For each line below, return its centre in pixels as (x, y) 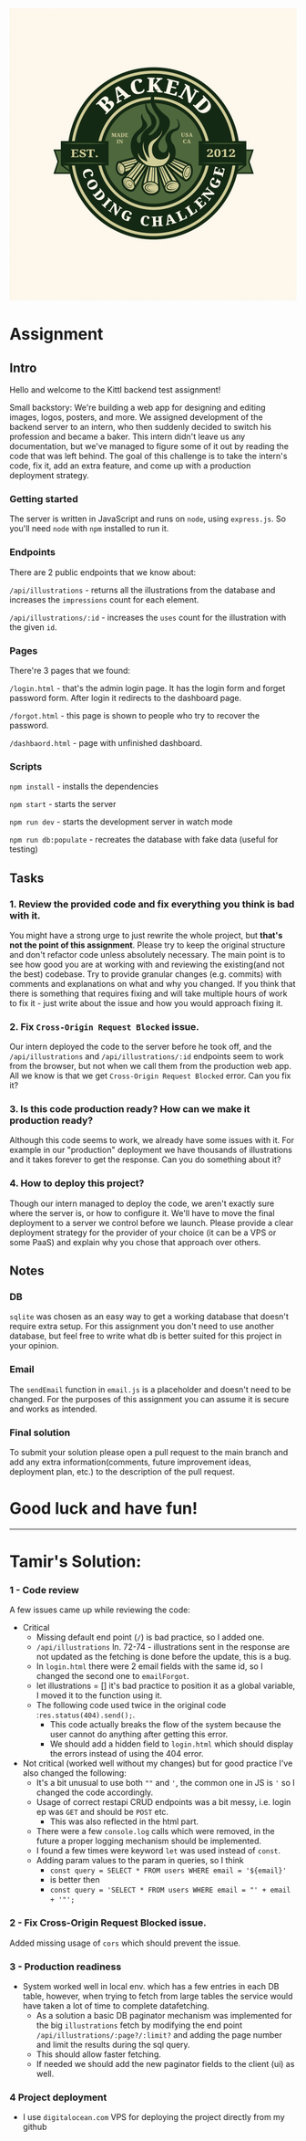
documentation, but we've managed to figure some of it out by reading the (149, 446)
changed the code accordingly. (95, 1792)
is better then (75, 1880)
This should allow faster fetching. (99, 2054)
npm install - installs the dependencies (84, 787)
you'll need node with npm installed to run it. (89, 529)
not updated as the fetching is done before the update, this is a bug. (163, 1657)
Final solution (40, 1433)
